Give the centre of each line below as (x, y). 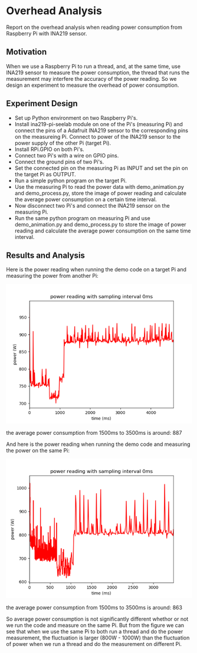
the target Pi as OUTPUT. (45, 174)
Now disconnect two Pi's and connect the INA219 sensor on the (92, 205)
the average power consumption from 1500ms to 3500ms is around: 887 (94, 433)
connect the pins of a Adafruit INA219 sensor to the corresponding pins (101, 130)
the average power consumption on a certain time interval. (86, 199)
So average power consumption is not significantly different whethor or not (97, 619)
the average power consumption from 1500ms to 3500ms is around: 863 (94, 608)
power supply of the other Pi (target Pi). (63, 143)
